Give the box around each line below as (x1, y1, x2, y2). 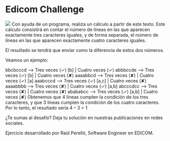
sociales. (5, 120, 25, 126)
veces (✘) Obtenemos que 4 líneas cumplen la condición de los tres (5, 94, 149, 100)
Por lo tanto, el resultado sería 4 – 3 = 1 (5, 104, 88, 110)
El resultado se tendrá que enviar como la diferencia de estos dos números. (5, 47, 164, 53)
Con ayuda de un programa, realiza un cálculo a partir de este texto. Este (11, 21, 165, 27)
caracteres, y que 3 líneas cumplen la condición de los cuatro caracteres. (5, 99, 160, 105)
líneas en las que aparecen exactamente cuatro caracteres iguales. (5, 37, 147, 43)
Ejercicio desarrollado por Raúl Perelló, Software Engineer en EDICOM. (5, 130, 154, 136)
